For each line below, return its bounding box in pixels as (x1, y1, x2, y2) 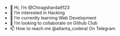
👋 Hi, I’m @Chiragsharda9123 (9, 5, 70, 10)
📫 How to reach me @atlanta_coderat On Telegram (9, 26, 116, 31)
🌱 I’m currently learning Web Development (9, 15, 97, 20)
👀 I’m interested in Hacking (9, 10, 65, 16)
